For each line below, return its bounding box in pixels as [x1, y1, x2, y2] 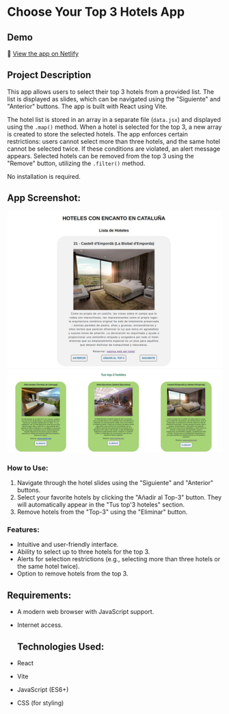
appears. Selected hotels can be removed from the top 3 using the [7, 151, 194, 160]
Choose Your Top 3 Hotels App [7, 4, 185, 20]
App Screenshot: [7, 193, 81, 204]
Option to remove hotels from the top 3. [16, 569, 129, 578]
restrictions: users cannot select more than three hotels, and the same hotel [7, 137, 221, 145]
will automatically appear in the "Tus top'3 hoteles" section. [16, 501, 185, 509]
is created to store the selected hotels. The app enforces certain [7, 130, 188, 138]
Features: [7, 525, 40, 534]
